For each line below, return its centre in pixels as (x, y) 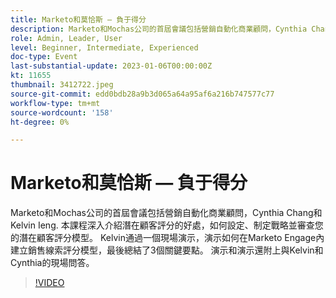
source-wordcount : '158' (62, 112)
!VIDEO (49, 283)
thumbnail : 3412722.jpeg (62, 85)
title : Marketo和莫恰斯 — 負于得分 (78, 19)
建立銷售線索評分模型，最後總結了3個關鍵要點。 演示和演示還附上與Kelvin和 (167, 250)
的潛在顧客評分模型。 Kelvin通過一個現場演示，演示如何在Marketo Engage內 (167, 238)
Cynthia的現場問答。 (52, 263)
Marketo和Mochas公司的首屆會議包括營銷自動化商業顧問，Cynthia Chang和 (166, 213)
